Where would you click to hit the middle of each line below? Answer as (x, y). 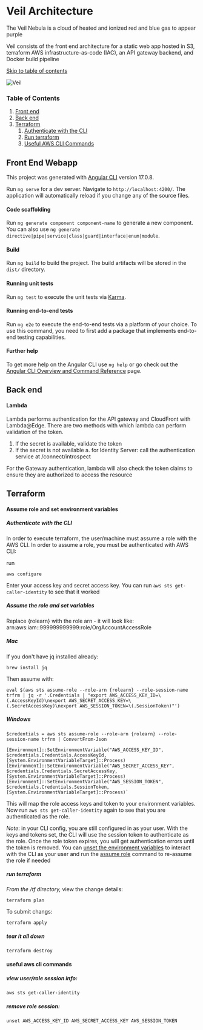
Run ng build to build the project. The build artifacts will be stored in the (96, 263)
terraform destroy (29, 951)
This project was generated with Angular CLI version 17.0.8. (80, 178)
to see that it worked (74, 592)
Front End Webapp (42, 163)
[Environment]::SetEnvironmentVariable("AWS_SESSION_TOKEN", (85, 781)
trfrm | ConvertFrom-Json (74, 739)
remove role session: (33, 1006)
